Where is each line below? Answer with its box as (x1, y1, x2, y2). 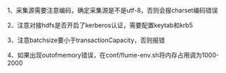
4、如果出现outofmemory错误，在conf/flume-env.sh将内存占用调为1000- (7, 51, 220, 59)
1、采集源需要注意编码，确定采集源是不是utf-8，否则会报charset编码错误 (7, 6, 218, 14)
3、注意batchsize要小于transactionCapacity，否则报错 (7, 36, 166, 44)
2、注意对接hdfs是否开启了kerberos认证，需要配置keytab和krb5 (7, 21, 193, 29)
